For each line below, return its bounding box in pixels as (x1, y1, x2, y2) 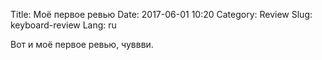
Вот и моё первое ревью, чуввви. (10, 39, 154, 50)
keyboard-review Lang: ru (10, 19, 117, 31)
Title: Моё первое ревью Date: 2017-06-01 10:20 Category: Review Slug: (10, 9, 313, 20)
